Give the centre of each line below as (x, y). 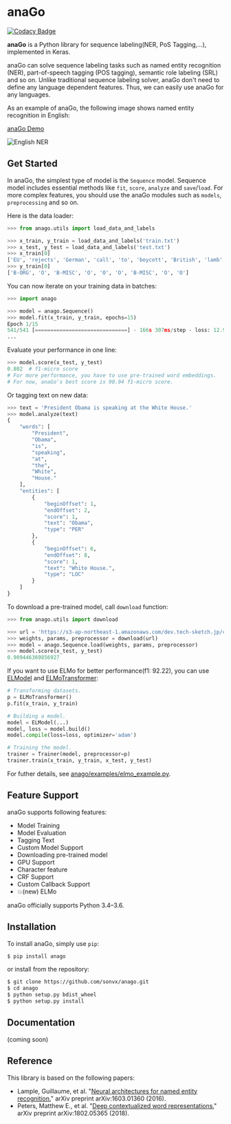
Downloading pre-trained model (62, 855)
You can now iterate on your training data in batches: (82, 286)
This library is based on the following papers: (71, 1078)
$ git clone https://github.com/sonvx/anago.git (78, 982)
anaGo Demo (26, 128)
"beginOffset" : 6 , (70, 549)
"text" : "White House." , (79, 568)
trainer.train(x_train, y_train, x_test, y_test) (80, 760)
